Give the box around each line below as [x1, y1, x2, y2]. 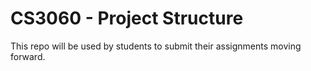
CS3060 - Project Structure [10, 7, 244, 30]
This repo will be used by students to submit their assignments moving [10, 40, 302, 52]
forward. [10, 50, 46, 62]
